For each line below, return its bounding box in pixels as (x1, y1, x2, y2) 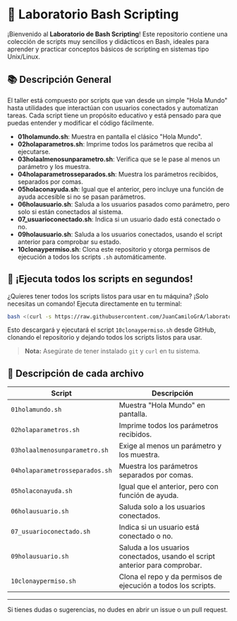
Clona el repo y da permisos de (119, 572, 222, 582)
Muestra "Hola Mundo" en (119, 400, 206, 410)
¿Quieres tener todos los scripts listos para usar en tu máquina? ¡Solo (7, 291, 209, 300)
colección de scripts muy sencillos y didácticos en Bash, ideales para (7, 37, 209, 45)
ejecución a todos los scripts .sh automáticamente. (17, 253, 167, 261)
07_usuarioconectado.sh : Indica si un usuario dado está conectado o (17, 215, 221, 224)
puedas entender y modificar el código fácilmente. (7, 118, 154, 127)
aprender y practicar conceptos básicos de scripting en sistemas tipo (7, 45, 209, 53)
